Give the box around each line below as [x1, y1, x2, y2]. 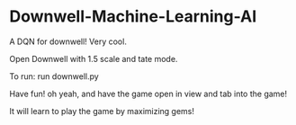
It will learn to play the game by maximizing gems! [9, 105, 195, 116]
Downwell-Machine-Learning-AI [9, 6, 257, 27]
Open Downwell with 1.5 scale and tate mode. [9, 53, 178, 64]
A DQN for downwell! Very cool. [9, 36, 128, 47]
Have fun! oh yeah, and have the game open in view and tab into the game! [9, 88, 288, 99]
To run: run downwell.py [9, 70, 99, 82]
